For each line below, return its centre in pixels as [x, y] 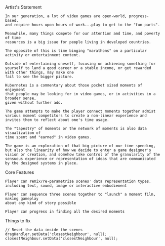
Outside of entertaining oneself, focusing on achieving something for [80, 64]
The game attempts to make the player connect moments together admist [80, 111]
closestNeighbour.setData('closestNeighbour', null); [62, 239]
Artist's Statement [23, 7]
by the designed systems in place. [42, 163]
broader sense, [21, 98]
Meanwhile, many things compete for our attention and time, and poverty [83, 34]
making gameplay [22, 199]
